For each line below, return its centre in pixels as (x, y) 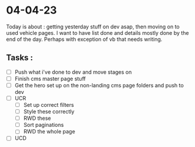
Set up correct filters (49, 105)
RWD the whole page (49, 132)
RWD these (37, 118)
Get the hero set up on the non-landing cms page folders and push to (99, 85)
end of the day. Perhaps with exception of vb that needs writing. (84, 39)
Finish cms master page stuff (50, 79)
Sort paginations (43, 125)
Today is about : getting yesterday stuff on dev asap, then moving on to (93, 27)
